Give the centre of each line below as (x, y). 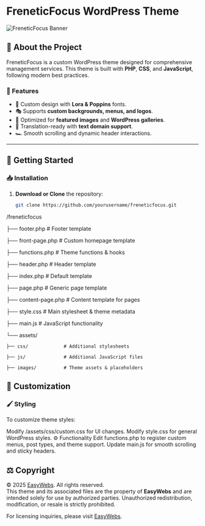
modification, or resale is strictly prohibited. (61, 505)
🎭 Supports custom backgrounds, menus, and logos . (84, 111)
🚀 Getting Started (40, 160)
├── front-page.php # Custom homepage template (71, 240)
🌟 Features (23, 91)
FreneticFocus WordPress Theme (93, 11)
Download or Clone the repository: (59, 194)
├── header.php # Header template (51, 264)
